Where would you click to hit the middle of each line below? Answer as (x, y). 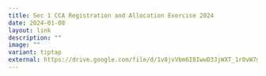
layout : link (30, 30)
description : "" (35, 38)
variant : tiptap (35, 52)
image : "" (25, 45)
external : (25, 60)
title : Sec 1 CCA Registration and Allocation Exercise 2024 (111, 15)
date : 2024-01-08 (37, 23)
